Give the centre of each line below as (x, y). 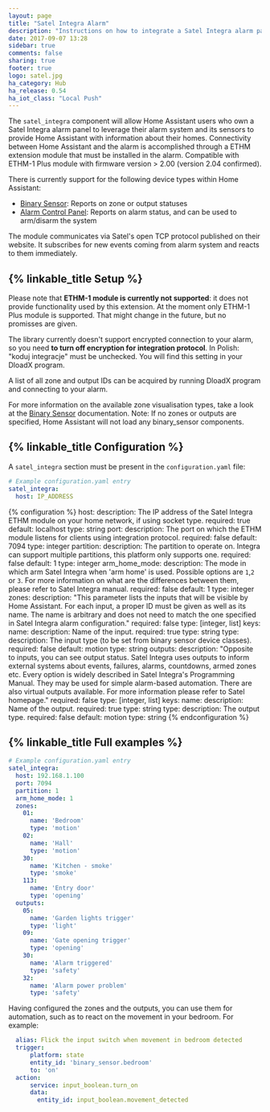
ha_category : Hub (37, 83)
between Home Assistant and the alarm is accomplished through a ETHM (129, 147)
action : (29, 1077)
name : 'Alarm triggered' (71, 963)
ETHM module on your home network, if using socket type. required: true (129, 520)
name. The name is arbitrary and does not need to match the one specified (132, 614)
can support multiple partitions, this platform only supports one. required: (130, 554)
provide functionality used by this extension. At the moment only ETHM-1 (129, 307)
